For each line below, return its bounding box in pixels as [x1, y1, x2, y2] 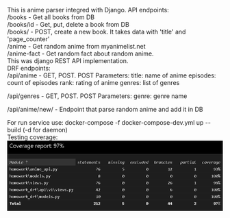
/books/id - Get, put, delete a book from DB [7, 21, 130, 28]
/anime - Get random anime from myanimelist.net [7, 43, 146, 50]
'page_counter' [7, 35, 50, 43]
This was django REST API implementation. [7, 57, 129, 64]
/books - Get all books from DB [7, 13, 94, 21]
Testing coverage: [7, 133, 58, 141]
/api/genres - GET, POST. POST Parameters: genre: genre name [7, 92, 188, 100]
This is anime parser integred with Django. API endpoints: [7, 6, 169, 14]
